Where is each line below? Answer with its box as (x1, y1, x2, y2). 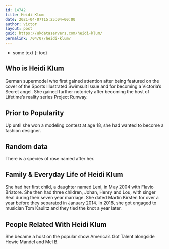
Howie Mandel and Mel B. (5, 239, 59, 245)
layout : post (5, 26, 33, 31)
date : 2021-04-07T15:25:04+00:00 (5, 17, 76, 22)
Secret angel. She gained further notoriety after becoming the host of (5, 88, 150, 94)
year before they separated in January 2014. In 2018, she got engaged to (5, 200, 157, 206)
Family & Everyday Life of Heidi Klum (5, 170, 123, 179)
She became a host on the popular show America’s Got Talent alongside (5, 233, 155, 239)
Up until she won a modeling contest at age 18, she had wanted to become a (5, 122, 164, 128)
